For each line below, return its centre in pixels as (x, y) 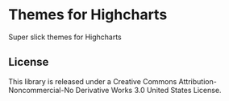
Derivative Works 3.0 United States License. (148, 90)
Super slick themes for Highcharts (65, 37)
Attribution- (198, 81)
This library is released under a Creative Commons (93, 81)
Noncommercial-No (41, 90)
